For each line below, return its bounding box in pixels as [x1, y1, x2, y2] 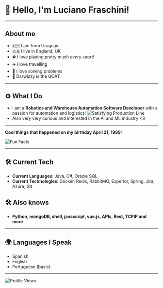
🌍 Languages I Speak [5, 238, 72, 246]
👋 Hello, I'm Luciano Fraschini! [5, 4, 130, 16]
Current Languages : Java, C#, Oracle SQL [12, 173, 98, 179]
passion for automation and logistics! [12, 110, 86, 116]
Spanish [12, 253, 29, 259]
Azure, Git [12, 183, 33, 189]
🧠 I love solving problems [12, 68, 63, 74]
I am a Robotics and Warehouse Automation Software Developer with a [12, 105, 158, 111]
